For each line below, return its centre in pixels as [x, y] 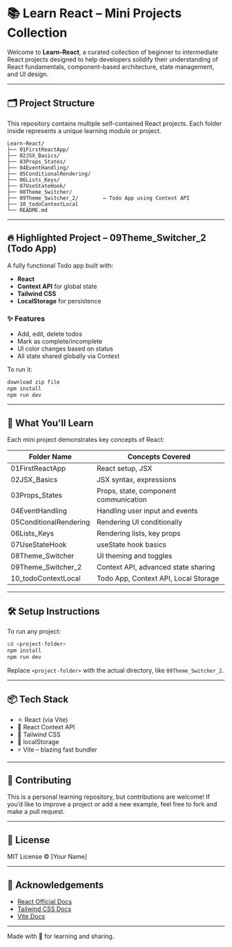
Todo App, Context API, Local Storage [158, 578]
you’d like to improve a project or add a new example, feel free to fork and [112, 804]
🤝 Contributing [39, 780]
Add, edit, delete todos [50, 334]
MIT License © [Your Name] [47, 857]
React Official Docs [45, 901]
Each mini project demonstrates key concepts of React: [86, 440]
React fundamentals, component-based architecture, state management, [111, 67]
